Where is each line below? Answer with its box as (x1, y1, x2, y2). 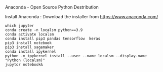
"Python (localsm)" (5, 58, 45, 63)
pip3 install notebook (5, 40, 52, 45)
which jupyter (5, 23, 35, 28)
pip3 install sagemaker (5, 45, 54, 50)
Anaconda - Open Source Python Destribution (5, 4, 99, 10)
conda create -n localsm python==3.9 (5, 28, 83, 33)
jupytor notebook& (5, 62, 43, 67)
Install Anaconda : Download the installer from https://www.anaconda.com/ (5, 14, 158, 19)
